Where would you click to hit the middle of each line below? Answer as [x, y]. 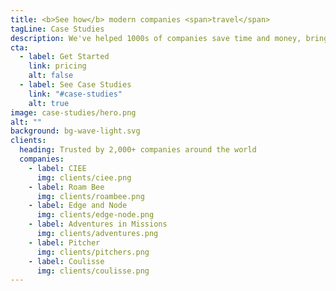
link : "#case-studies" [75, 94]
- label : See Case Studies [75, 85]
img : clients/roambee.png [90, 196]
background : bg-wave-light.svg [75, 131]
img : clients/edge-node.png [95, 215]
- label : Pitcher [64, 242]
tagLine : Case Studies [57, 29]
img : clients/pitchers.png [93, 252]
